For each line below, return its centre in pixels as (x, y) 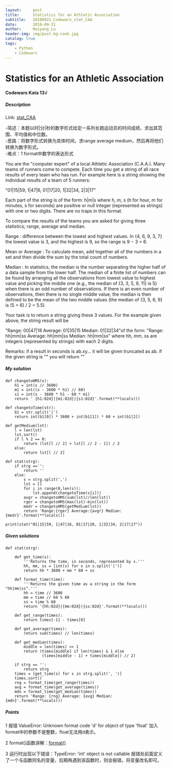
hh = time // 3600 (43, 593)
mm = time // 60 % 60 (47, 598)
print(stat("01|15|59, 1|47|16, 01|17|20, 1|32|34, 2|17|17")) (74, 524)
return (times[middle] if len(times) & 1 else (74, 652)
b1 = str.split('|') (36, 412)
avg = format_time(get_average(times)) (57, 688)
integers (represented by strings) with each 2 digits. (60, 341)
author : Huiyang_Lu (31, 29)
